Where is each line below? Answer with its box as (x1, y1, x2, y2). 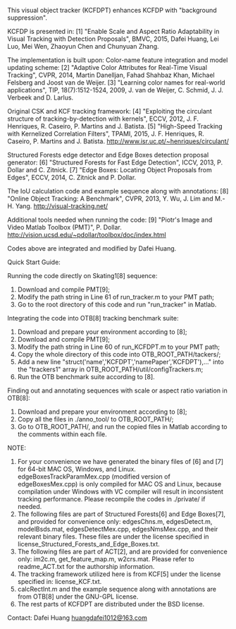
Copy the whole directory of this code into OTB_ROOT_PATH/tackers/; (17, 350, 221, 359)
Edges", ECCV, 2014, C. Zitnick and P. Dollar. (7, 173, 137, 181)
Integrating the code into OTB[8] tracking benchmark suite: (7, 314, 179, 322)
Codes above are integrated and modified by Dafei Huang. (7, 244, 177, 253)
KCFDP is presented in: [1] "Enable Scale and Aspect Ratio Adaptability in (7, 28, 220, 35)
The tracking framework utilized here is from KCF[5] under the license (17, 570, 221, 578)
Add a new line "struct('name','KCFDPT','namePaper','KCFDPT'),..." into (17, 358, 224, 366)
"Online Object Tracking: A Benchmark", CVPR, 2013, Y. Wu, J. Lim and (7, 194, 213, 203)
